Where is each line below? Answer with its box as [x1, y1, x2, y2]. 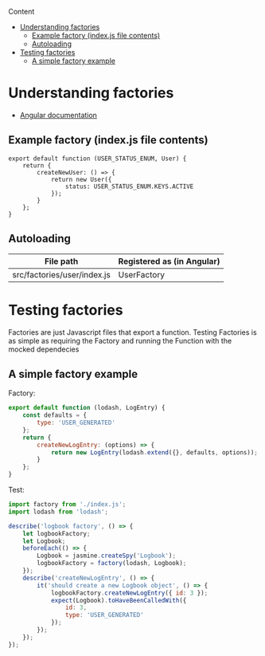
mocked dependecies [8, 344, 80, 354]
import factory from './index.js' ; [8, 501, 127, 509]
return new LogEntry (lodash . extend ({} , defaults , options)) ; [50, 448, 259, 457]
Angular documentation [19, 110, 98, 120]
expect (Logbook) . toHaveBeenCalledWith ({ [50, 596, 187, 604]
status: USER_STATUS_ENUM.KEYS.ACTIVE [64, 183, 194, 191]
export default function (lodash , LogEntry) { [8, 404, 166, 412]
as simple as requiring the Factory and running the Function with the [8, 336, 232, 345]
